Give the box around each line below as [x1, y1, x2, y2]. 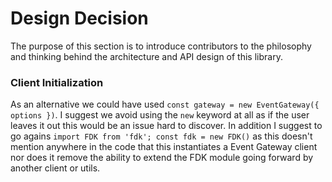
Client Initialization [10, 75, 104, 89]
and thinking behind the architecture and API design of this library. [10, 50, 283, 62]
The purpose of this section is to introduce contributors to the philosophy [10, 40, 312, 52]
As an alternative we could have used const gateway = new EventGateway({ [10, 98, 320, 111]
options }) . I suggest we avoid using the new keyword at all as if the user [10, 109, 310, 121]
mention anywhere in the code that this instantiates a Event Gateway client [10, 141, 318, 153]
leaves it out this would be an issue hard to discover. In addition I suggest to [10, 120, 323, 132]
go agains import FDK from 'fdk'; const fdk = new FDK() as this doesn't [10, 130, 313, 142]
